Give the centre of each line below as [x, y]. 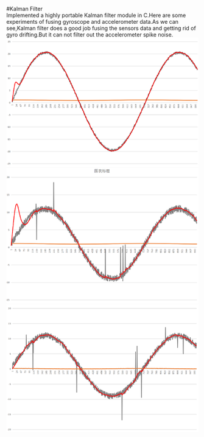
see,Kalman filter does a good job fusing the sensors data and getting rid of [101, 28]
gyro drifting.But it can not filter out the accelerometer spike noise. [90, 35]
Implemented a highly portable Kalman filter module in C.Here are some [96, 15]
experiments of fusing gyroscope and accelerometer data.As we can [92, 22]
